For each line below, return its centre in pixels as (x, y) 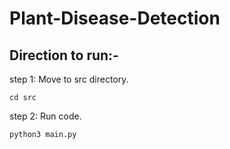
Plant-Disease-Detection (115, 18)
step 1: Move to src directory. (69, 79)
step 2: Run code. (45, 116)
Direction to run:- (64, 55)
